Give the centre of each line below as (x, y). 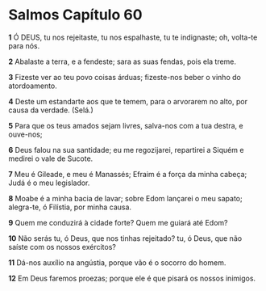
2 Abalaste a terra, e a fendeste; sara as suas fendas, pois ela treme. (122, 61)
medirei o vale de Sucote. (51, 158)
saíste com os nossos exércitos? (62, 247)
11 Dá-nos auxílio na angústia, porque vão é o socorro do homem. (117, 262)
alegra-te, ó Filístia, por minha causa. (70, 207)
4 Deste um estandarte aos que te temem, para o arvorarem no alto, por (128, 101)
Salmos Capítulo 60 (75, 15)
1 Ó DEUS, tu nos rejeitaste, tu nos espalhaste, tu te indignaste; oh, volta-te (133, 37)
